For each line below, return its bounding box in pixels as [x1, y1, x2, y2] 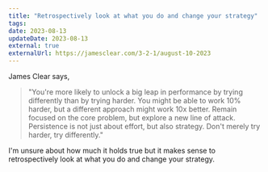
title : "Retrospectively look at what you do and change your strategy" [8, 11, 258, 20]
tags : [8, 19, 27, 27]
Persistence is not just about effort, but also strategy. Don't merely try [27, 122, 261, 131]
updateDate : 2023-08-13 [8, 34, 89, 43]
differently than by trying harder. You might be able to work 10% [27, 96, 241, 105]
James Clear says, [8, 72, 70, 81]
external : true [8, 42, 60, 50]
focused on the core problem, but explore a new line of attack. [27, 113, 236, 122]
